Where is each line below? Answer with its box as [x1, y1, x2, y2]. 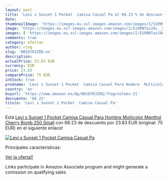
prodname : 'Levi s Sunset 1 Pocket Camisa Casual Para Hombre [5, 82, 140, 87]
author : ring [5, 45, 32, 50]
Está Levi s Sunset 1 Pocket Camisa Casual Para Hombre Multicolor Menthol [5, 114, 161, 120]
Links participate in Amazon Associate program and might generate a [5, 164, 148, 170]
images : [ [5, 31, 26, 36]
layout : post [5, 7, 32, 13]
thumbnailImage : [5, 21, 39, 27]
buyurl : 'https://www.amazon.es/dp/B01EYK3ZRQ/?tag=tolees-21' [5, 91, 140, 96]
